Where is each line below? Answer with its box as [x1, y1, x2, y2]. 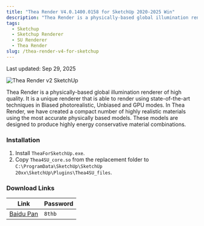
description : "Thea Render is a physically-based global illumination [6, 15, 189, 21]
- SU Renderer [12, 37, 47, 43]
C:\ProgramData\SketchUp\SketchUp [15, 164, 103, 170]
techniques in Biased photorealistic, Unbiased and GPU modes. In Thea [6, 101, 185, 108]
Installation [6, 136, 41, 144]
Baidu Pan [9, 210, 38, 218]
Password [44, 199, 74, 208]
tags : [6, 20, 20, 26]
